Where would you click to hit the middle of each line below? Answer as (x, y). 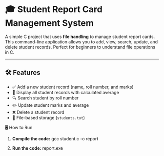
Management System (50, 23)
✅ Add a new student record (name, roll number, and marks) (73, 87)
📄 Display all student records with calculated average (66, 92)
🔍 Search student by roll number (45, 97)
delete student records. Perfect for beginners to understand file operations (80, 47)
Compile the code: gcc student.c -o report (55, 138)
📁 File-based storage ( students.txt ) (49, 117)
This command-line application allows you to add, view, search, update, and (82, 41)
